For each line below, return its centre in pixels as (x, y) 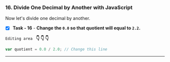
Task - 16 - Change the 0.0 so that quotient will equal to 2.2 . (76, 28)
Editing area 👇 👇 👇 (27, 38)
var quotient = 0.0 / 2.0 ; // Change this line (56, 49)
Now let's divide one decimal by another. (48, 18)
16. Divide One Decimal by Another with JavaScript (69, 7)
